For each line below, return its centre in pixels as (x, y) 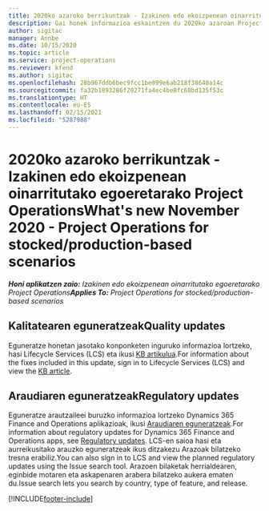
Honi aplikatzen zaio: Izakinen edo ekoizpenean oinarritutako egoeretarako (134, 284)
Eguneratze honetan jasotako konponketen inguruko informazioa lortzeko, (130, 345)
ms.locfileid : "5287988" (50, 120)
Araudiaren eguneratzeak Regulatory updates (124, 396)
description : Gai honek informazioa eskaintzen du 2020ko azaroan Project (136, 23)
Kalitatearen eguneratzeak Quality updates (117, 326)
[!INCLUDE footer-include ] (51, 499)
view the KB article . (40, 371)
